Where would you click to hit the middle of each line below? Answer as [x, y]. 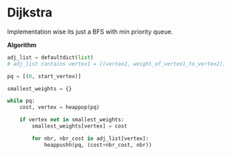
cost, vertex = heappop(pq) [59, 108]
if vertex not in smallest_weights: [72, 120]
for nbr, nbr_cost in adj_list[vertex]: [90, 139]
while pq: [21, 101]
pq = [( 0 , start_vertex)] [44, 76]
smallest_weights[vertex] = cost [80, 126]
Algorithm [22, 45]
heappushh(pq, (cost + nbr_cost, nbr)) [98, 145]
